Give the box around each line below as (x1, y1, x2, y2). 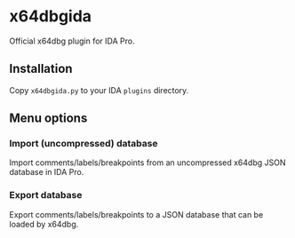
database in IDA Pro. (9, 167, 84, 178)
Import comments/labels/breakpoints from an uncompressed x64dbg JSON (9, 157, 286, 168)
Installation (9, 61, 73, 76)
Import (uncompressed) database (9, 138, 158, 150)
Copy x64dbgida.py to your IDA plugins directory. (9, 84, 189, 95)
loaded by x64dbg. (9, 218, 79, 229)
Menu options (9, 111, 88, 126)
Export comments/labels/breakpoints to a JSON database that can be (9, 209, 264, 219)
